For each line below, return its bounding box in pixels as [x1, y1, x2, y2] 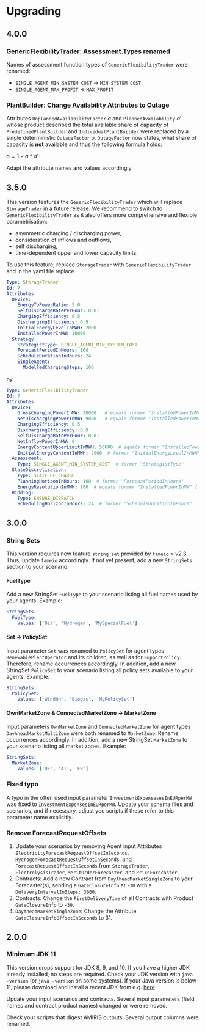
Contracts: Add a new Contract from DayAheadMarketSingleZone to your [15, 875, 193, 882]
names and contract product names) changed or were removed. [6, 1001, 168, 1009]
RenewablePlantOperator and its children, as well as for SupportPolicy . [6, 654, 182, 661]
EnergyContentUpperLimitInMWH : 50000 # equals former [17, 444, 160, 450]
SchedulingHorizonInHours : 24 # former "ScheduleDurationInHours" [17, 501, 192, 507]
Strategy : [12, 336, 37, 342]
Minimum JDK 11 [6, 950, 56, 959]
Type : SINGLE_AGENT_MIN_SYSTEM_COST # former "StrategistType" [17, 461, 184, 467]
